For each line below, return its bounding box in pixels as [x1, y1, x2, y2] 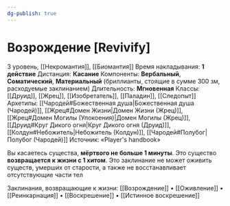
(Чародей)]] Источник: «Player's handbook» [33, 135, 161, 144]
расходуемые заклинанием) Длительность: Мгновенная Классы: [7, 84, 200, 93]
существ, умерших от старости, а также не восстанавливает [7, 163, 187, 172]
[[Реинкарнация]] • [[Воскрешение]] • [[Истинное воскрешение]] [7, 191, 200, 199]
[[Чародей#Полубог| [146, 128, 208, 136]
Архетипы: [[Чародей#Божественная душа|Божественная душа [7, 99, 194, 107]
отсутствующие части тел [7, 170, 84, 179]
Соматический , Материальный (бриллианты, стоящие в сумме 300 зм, [7, 77, 220, 85]
